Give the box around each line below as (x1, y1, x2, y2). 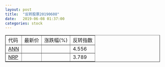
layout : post (5, 7, 32, 12)
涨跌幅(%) (44, 37, 68, 44)
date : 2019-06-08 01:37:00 (5, 16, 65, 21)
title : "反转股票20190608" (5, 12, 60, 17)
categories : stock (5, 21, 43, 26)
